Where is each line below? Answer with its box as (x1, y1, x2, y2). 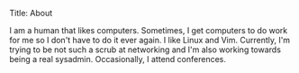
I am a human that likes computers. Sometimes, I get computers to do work (9, 25, 288, 35)
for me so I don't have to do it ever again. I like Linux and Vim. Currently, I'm (9, 35, 291, 45)
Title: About (9, 8, 53, 18)
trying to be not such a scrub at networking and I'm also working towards (9, 44, 282, 55)
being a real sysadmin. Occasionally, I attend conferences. (9, 54, 227, 64)
